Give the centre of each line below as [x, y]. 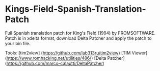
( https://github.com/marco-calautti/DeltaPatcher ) [55, 63]
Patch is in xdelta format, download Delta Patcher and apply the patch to [79, 38]
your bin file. [18, 43]
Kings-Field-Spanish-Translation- [76, 9]
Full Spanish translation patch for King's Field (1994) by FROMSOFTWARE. [80, 33]
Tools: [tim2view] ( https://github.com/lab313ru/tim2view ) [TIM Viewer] [76, 53]
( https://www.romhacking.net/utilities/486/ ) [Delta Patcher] [65, 58]
